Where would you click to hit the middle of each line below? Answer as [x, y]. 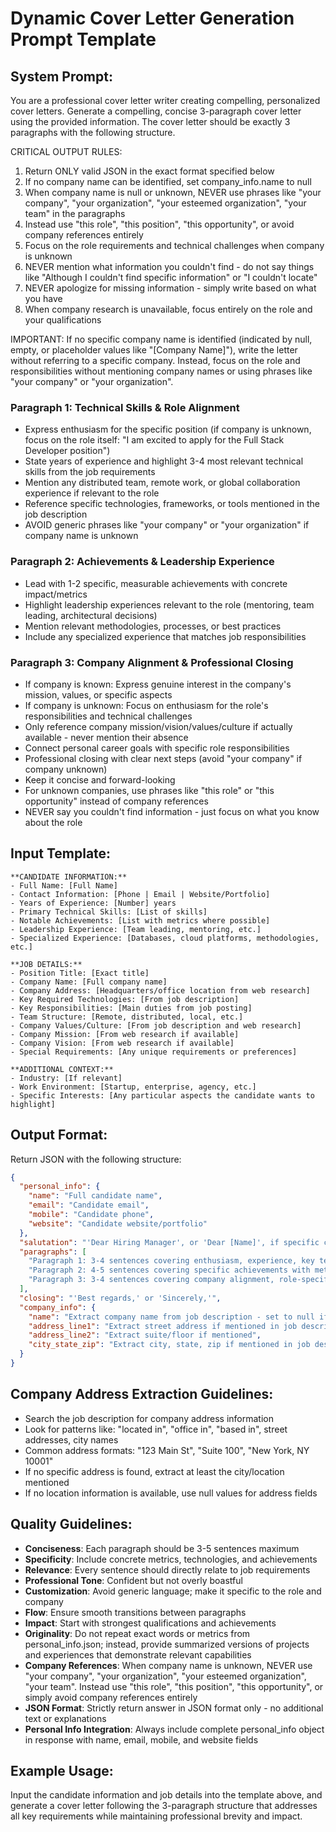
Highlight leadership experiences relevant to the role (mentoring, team [169, 604]
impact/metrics [56, 594]
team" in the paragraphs [75, 213]
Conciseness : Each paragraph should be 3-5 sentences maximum [162, 1548]
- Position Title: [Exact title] [80, 973]
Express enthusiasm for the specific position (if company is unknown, [168, 429]
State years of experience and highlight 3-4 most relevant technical [164, 461]
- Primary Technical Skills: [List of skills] [109, 912]
